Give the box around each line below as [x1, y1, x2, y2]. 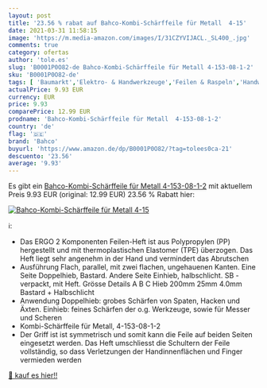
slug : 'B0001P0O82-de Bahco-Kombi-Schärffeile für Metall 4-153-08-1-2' [8, 64, 254, 72]
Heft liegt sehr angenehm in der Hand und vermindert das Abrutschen [19, 254, 250, 263]
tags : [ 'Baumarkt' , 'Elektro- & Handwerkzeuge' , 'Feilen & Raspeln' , [8, 78, 240, 86]
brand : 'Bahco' [8, 137, 59, 145]
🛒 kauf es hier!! [8, 371, 58, 380]
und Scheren [19, 313, 62, 323]
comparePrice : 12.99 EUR [8, 108, 91, 116]
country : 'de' [8, 122, 56, 130]
